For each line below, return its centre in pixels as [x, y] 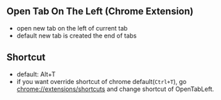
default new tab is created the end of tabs [76, 35]
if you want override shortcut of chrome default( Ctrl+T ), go [101, 81]
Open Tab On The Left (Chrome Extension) [100, 11]
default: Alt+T [36, 74]
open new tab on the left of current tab [72, 28]
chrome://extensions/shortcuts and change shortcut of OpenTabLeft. [115, 89]
